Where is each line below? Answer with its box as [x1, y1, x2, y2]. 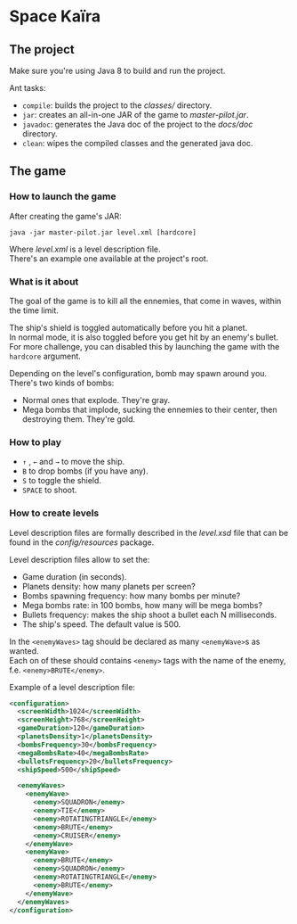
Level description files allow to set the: [9, 554, 150, 565]
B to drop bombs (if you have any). [21, 466, 148, 476]
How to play [9, 435, 62, 448]
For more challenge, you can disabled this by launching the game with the [9, 341, 280, 351]
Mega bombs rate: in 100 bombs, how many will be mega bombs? [21, 599, 263, 610]
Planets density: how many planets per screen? [21, 581, 196, 591]
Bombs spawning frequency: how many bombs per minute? [21, 590, 241, 601]
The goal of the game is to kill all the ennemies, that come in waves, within [9, 295, 282, 306]
